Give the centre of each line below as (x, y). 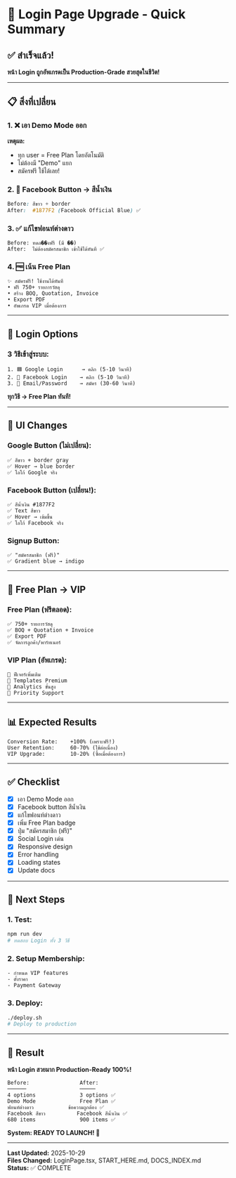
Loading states (39, 863)
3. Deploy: (25, 1003)
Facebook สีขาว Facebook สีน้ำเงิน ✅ (67, 1114)
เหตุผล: (16, 140)
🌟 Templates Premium (38, 681)
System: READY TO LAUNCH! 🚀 (54, 1133)
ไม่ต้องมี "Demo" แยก (45, 163)
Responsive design (45, 846)
